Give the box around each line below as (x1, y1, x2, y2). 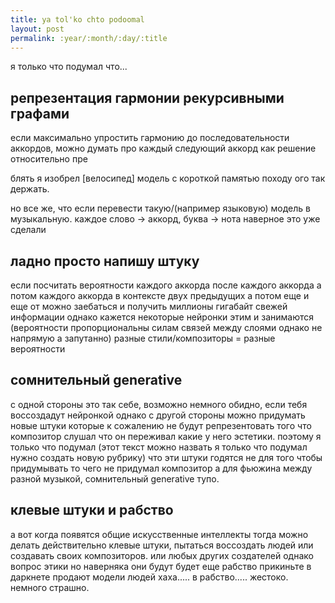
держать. (10, 183, 50, 195)
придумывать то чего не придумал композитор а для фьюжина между (10, 462, 313, 474)
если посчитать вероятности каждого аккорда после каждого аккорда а (10, 279, 322, 291)
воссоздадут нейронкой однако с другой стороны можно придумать (10, 409, 306, 421)
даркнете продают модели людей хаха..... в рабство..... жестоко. (10, 571, 289, 583)
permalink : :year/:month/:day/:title (10, 33, 168, 43)
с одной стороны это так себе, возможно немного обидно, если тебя (10, 398, 308, 410)
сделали (10, 224, 47, 236)
